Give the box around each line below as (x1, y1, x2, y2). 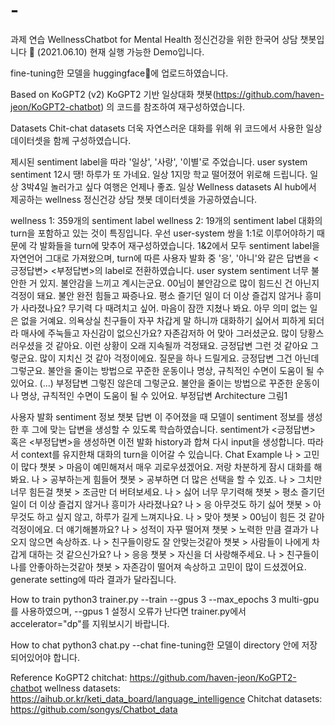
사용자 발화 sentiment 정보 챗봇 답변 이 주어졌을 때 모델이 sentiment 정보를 (10, 410, 305, 423)
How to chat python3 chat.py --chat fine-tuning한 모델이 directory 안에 (10, 639, 300, 651)
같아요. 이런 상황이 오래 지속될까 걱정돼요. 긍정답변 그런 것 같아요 (55, 339, 309, 351)
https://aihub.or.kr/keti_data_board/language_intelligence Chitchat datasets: (10, 692, 323, 704)
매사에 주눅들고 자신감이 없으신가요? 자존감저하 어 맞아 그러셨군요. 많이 (20, 327, 298, 339)
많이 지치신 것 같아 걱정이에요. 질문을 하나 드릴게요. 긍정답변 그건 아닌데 (39, 352, 320, 364)
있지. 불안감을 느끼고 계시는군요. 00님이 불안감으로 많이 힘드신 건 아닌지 (39, 277, 320, 289)
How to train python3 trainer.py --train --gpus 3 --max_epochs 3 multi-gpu (10, 593, 320, 605)
